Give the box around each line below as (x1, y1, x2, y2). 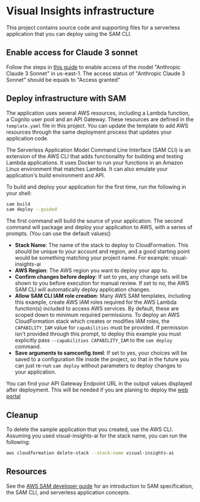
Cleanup (6, 410, 39, 420)
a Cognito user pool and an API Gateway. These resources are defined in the (6, 115, 194, 123)
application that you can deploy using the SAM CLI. (6, 30, 132, 37)
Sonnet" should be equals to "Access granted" (6, 76, 121, 83)
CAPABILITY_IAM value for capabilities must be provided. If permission (14, 324, 189, 331)
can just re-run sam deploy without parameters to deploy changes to (14, 362, 182, 369)
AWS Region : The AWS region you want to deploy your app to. (14, 267, 168, 274)
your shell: (6, 189, 32, 196)
